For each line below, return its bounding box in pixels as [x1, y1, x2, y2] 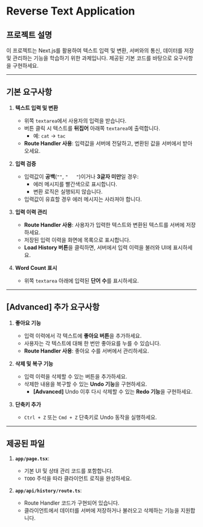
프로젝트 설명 [6, 30, 53, 40]
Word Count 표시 [14, 264, 57, 271]
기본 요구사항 [6, 87, 53, 97]
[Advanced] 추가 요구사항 [6, 302, 100, 312]
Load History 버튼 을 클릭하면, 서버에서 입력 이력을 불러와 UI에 [24, 243, 172, 251]
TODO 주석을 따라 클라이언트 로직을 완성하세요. [24, 475, 132, 482]
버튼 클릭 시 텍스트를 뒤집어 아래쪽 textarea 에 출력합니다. [24, 124, 160, 132]
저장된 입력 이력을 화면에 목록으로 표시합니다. [24, 236, 131, 243]
